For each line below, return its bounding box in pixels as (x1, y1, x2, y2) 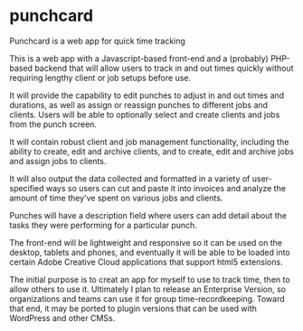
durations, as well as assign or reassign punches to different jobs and (9, 99, 269, 110)
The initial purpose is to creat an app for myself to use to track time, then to (9, 274, 291, 285)
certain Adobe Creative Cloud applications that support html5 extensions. (9, 256, 283, 268)
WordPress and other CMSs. (9, 312, 116, 323)
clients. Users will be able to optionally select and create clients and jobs (9, 109, 280, 120)
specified (9, 182, 44, 193)
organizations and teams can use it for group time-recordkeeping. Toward (9, 293, 285, 304)
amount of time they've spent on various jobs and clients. (9, 192, 223, 203)
